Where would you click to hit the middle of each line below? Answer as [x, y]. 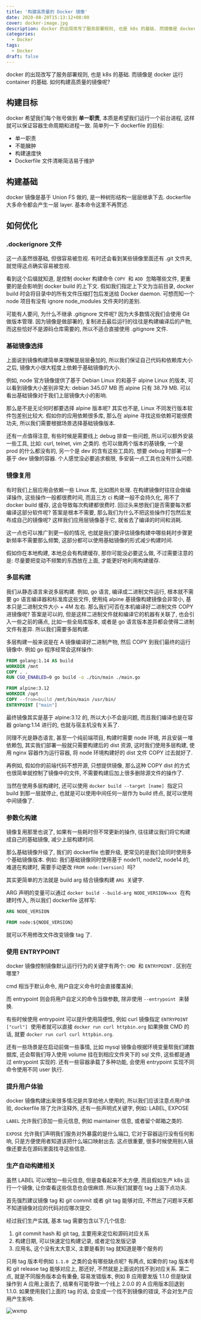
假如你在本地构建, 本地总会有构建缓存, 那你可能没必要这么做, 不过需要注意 [97, 553]
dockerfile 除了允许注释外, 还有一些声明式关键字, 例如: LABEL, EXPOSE [101, 1108]
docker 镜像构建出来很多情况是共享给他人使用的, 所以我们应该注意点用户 [96, 1101]
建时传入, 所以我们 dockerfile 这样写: [51, 900]
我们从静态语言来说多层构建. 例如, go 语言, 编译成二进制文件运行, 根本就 [95, 592]
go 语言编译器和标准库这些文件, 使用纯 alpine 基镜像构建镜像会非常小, [99, 599]
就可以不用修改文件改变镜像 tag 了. [49, 934]
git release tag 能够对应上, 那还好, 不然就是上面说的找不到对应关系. [95, 1268]
